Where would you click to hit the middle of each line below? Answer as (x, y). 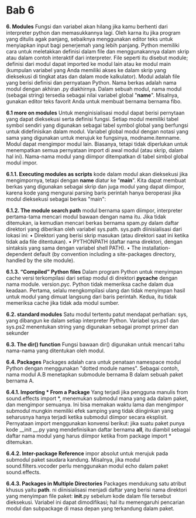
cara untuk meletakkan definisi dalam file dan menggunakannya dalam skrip (98, 51)
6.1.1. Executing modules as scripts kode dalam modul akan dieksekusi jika (97, 174)
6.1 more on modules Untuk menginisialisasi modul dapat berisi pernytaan (95, 113)
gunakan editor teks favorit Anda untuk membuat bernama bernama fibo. (94, 101)
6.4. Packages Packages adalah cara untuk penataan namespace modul (94, 362)
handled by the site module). (40, 260)
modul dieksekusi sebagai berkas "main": (56, 199)
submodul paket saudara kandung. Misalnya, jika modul (73, 459)
